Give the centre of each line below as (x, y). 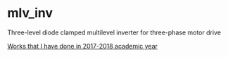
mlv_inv (30, 13)
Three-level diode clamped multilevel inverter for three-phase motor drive (114, 32)
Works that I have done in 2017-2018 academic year (83, 46)
